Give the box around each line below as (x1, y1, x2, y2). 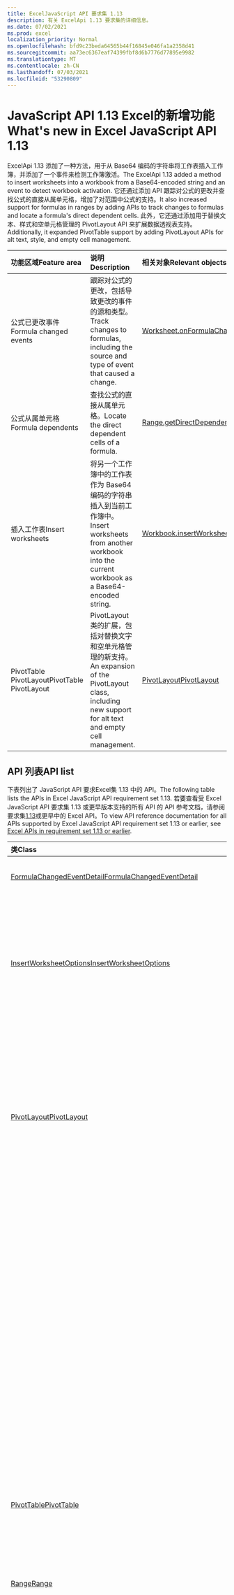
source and (90, 351, 127, 361)
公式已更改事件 (10, 317, 61, 327)
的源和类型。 (90, 307, 132, 317)
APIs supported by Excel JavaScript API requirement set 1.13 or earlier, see (7, 819, 221, 828)
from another (90, 538, 134, 548)
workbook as (90, 573, 133, 583)
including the (90, 342, 133, 352)
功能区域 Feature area (10, 258, 82, 268)
